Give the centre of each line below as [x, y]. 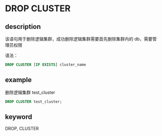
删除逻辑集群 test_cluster [30, 92]
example [19, 80]
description [23, 27]
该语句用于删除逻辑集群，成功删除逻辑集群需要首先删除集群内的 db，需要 [79, 39]
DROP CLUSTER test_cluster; [34, 102]
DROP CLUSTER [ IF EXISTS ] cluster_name [46, 65]
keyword [19, 117]
